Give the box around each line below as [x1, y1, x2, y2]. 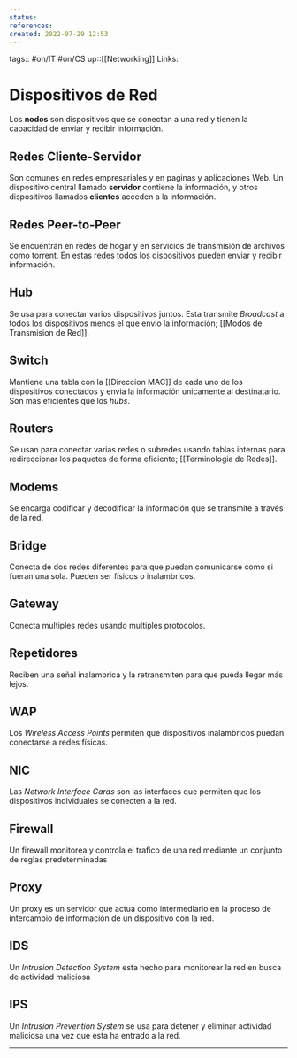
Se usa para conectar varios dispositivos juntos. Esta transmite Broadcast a [9, 308, 285, 319]
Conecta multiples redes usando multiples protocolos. [9, 620, 206, 630]
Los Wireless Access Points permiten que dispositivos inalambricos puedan [9, 728, 285, 738]
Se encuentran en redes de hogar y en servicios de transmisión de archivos [9, 240, 286, 251]
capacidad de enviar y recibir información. [9, 123, 164, 134]
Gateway [9, 597, 59, 612]
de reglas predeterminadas [9, 854, 108, 865]
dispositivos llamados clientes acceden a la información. [9, 191, 217, 202]
